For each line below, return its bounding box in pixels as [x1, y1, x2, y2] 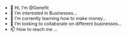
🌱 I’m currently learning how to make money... [10, 15, 107, 21]
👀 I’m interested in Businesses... [10, 10, 78, 16]
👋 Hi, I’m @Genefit [10, 5, 49, 10]
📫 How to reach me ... [10, 26, 58, 32]
